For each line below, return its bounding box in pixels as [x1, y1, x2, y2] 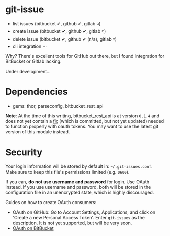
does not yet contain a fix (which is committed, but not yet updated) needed [5, 118, 164, 124]
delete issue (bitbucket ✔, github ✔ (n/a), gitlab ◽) [12, 36, 117, 42]
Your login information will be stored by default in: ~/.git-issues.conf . [5, 163, 153, 170]
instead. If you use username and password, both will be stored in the [5, 184, 151, 190]
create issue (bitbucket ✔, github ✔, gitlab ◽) [12, 28, 106, 34]
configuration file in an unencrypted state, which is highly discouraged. [5, 189, 154, 195]
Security [5, 147, 42, 158]
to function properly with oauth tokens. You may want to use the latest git [5, 123, 159, 129]
